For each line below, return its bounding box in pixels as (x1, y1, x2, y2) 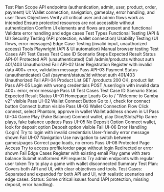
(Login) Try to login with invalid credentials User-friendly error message (5, 130, 150, 135)
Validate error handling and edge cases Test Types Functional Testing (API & (5, 30, 160, 36)
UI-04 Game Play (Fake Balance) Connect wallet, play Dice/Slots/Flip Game (5, 114, 157, 119)
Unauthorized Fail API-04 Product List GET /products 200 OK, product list (5, 77, 154, 83)
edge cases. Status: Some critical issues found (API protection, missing (5, 176, 149, 182)
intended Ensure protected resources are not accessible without (5, 20, 135, 26)
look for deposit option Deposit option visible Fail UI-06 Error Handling (5, 124, 147, 130)
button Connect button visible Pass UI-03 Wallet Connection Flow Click (5, 103, 149, 109)
